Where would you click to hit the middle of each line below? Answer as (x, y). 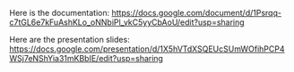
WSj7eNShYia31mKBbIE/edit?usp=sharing (86, 58)
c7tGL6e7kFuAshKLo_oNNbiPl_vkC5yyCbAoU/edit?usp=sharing (127, 22)
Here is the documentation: (60, 13)
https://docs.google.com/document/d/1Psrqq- (197, 13)
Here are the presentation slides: (69, 40)
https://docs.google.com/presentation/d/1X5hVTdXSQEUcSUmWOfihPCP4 (147, 49)
